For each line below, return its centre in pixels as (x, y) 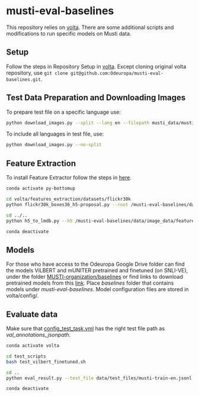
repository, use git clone (37, 73)
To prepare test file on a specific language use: (64, 112)
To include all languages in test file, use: (55, 134)
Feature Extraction (41, 163)
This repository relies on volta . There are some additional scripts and (90, 27)
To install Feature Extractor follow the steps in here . (69, 178)
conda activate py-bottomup (41, 189)
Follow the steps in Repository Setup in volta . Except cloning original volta (96, 66)
